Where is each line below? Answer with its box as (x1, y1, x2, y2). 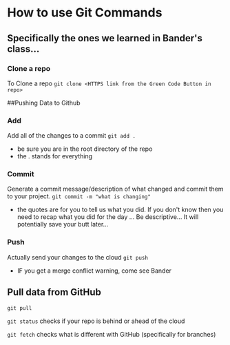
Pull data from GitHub (7, 286, 102, 298)
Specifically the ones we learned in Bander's (7, 32, 203, 44)
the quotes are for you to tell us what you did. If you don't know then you (17, 205, 224, 214)
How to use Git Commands (7, 5, 163, 21)
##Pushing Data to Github (7, 98, 81, 107)
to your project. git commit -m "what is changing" (7, 192, 151, 200)
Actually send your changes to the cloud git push (7, 253, 148, 261)
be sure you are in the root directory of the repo (17, 145, 153, 153)
